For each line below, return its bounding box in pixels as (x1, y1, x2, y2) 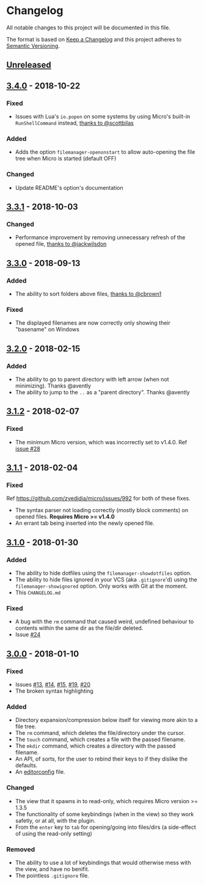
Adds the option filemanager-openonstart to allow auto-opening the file (15, 148, 195, 156)
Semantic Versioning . (6, 42, 60, 49)
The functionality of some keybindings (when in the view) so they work (15, 810, 194, 818)
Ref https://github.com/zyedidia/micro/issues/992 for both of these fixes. (6, 495, 191, 502)
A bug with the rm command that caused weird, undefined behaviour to (15, 618, 194, 626)
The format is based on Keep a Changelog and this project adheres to (6, 35, 182, 43)
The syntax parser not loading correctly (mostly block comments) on (15, 507, 188, 514)
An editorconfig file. (15, 768, 65, 776)
